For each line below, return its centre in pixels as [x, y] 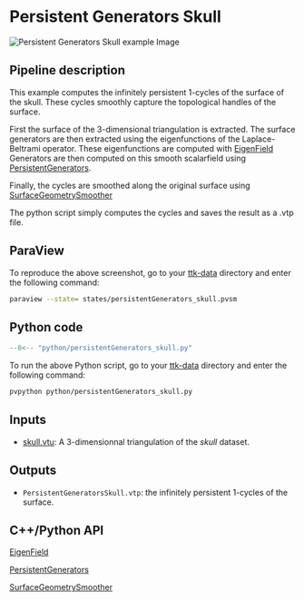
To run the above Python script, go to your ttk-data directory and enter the [148, 366]
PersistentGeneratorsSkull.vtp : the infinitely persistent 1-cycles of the [155, 492]
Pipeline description [67, 70]
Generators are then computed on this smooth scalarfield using [128, 158]
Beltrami [25, 148]
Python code [46, 327]
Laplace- [259, 139]
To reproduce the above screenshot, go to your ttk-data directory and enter [151, 272]
